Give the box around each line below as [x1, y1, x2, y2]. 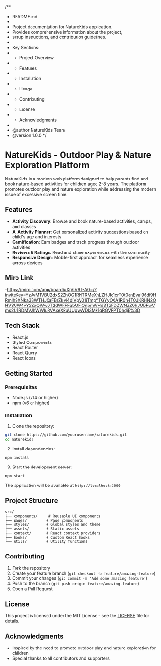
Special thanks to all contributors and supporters [12, 655, 110, 661]
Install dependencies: [12, 446, 55, 452]
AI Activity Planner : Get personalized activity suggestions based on [12, 229, 149, 234]
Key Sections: [12, 45, 40, 50]
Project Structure [5, 496, 58, 505]
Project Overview [19, 55, 54, 60]
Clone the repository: [12, 423, 55, 429]
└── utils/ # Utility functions [5, 539, 88, 544]
